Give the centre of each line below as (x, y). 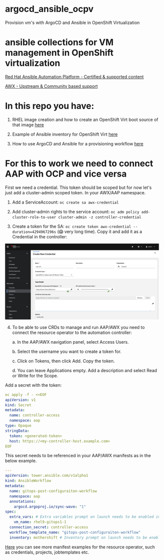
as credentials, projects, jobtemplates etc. (47, 552)
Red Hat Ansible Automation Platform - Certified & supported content (74, 76)
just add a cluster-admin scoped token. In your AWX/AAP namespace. (75, 192)
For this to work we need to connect (79, 163)
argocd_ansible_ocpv (49, 9)
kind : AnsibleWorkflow (28, 481)
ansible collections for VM (59, 42)
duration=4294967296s (34, 232)
